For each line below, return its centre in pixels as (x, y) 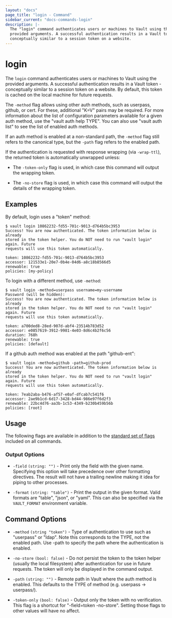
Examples (21, 204)
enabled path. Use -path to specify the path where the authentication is (88, 542)
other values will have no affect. (46, 611)
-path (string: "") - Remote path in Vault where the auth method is (84, 579)
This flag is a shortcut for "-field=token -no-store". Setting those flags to (89, 605)
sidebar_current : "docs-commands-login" (49, 20)
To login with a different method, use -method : (53, 280)
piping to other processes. (40, 482)
